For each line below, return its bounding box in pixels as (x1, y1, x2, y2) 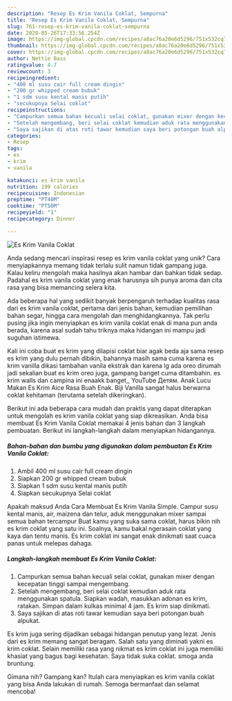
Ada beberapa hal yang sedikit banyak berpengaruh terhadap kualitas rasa (7, 297, 220, 305)
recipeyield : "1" (7, 209, 57, 216)
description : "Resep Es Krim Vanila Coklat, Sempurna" (7, 10, 168, 17)
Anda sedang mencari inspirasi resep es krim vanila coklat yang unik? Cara (7, 254, 221, 262)
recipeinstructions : (7, 106, 67, 113)
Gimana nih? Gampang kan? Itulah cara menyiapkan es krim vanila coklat (7, 672, 215, 681)
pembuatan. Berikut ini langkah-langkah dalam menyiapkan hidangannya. (7, 426, 216, 434)
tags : (7, 145, 23, 152)
